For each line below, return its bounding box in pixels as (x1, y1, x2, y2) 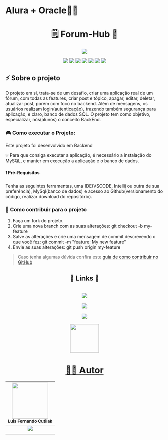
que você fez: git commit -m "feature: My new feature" (12, 239, 127, 245)
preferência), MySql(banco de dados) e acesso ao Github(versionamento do (5, 188, 163, 194)
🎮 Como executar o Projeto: (5, 129, 76, 136)
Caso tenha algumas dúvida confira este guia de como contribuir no (17, 254, 158, 260)
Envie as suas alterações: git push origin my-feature (12, 244, 121, 250)
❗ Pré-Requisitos (5, 169, 40, 175)
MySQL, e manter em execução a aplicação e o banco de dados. (5, 158, 139, 164)
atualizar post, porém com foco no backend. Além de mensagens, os (5, 100, 148, 106)
